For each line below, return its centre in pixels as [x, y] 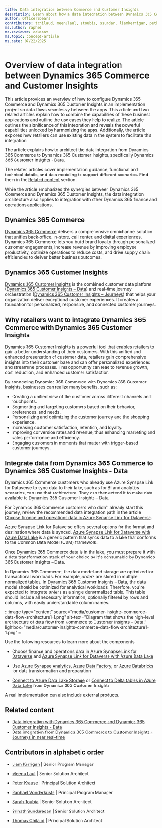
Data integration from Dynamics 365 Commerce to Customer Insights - [82, 732]
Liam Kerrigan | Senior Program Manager [53, 764]
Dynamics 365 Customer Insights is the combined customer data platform [78, 284]
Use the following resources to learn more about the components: [70, 642]
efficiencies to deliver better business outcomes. [54, 257]
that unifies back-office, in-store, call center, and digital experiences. [74, 237]
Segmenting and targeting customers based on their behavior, [74, 407]
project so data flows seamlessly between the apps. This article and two [77, 109]
